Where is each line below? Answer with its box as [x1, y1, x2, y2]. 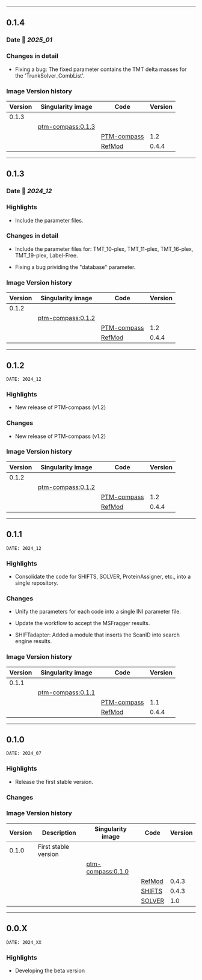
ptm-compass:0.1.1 [38, 688, 96, 697]
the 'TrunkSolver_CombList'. [14, 72, 85, 79]
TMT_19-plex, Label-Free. [14, 251, 78, 259]
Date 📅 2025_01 [6, 35, 53, 44]
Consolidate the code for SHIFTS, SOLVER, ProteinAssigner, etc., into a [14, 573, 191, 580]
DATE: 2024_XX [6, 939, 42, 945]
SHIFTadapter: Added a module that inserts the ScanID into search [14, 631, 180, 638]
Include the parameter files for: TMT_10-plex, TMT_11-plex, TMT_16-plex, [14, 245, 194, 253]
